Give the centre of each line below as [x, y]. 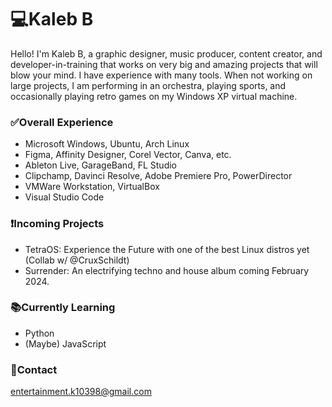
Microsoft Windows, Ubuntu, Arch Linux [107, 144]
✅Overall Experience [62, 122]
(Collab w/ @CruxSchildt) [77, 260]
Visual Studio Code [64, 197]
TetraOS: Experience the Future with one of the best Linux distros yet [167, 249]
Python [39, 333]
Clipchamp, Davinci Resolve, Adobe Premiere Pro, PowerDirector [158, 176]
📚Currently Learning [63, 308]
